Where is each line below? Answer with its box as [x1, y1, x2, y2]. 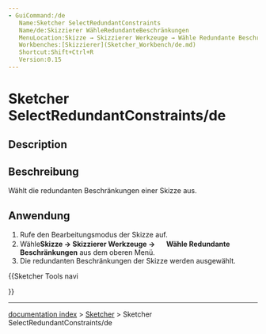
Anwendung [8, 209, 70, 222]
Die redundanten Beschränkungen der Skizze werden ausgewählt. [19, 256, 236, 266]
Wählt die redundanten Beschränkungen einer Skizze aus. [8, 186, 197, 195]
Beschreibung [8, 165, 79, 178]
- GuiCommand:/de [8, 11, 66, 20]
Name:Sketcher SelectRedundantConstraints [18, 19, 161, 27]
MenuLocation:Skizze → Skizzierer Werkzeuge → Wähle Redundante [18, 33, 236, 42]
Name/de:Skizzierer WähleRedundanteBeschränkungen [18, 26, 190, 34]
